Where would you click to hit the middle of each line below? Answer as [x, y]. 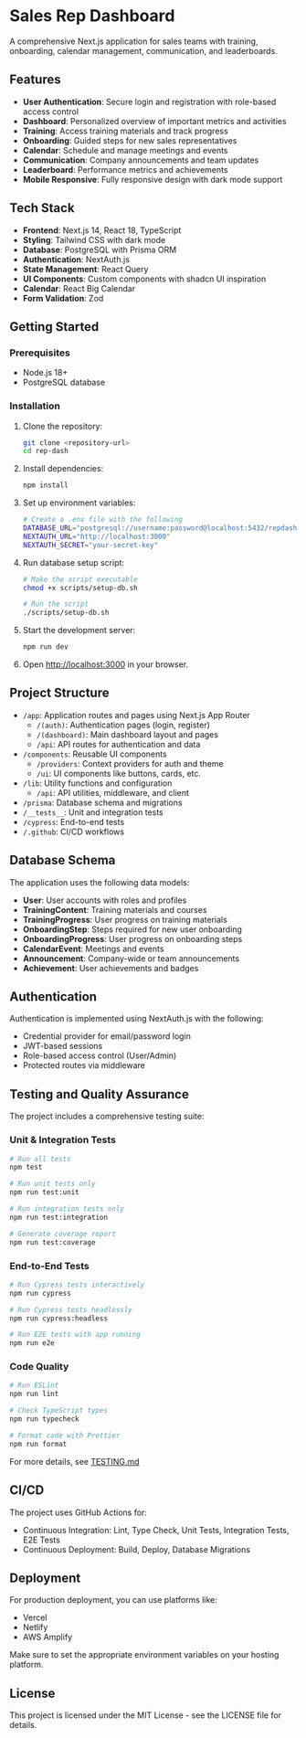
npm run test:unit [44, 1192]
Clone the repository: [63, 426]
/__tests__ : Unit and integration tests [93, 812]
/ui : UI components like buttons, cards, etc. [119, 773]
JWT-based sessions [63, 1046]
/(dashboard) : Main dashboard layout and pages [127, 734]
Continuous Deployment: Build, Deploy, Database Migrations [137, 1549]
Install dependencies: [63, 469]
